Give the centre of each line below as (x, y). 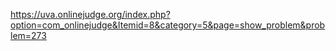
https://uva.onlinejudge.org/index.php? (90, 14)
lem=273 (28, 35)
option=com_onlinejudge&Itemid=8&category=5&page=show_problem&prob (168, 25)
